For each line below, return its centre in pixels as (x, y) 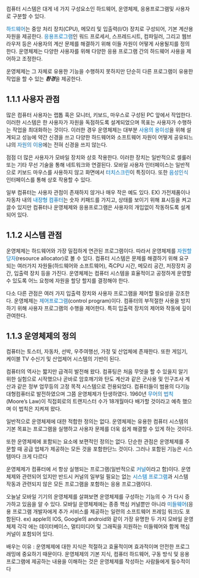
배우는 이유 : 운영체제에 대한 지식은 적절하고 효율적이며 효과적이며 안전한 (90, 546)
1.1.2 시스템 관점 (34, 235)
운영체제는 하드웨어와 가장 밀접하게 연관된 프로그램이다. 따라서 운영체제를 (91, 251)
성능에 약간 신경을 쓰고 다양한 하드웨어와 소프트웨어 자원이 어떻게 (97, 137)
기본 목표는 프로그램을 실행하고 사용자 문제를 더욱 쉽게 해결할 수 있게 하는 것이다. (99, 429)
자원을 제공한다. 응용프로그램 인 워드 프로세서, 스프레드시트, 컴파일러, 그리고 (93, 36)
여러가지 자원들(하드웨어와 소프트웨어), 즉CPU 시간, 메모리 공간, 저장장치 (101, 265)
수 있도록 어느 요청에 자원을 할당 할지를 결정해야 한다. (68, 280)
